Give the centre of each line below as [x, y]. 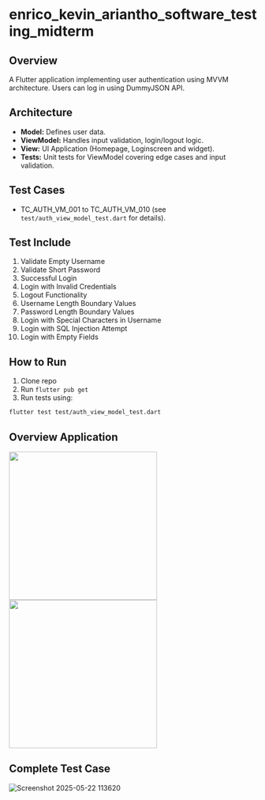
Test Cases [37, 190]
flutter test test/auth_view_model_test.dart [85, 413]
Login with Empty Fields [60, 337]
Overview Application [63, 437]
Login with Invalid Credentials [68, 287]
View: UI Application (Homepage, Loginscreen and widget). [118, 149]
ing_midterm [52, 31]
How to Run [38, 362]
